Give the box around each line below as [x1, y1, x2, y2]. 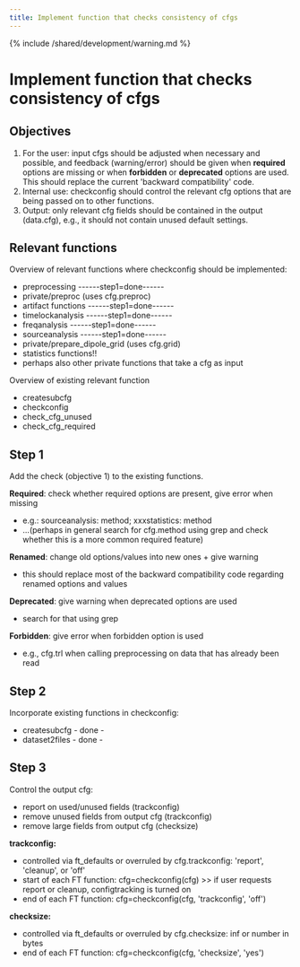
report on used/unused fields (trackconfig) [21, 801, 181, 812]
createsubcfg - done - [21, 725, 105, 736]
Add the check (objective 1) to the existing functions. [9, 471, 204, 482]
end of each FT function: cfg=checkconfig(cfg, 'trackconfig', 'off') [21, 893, 267, 904]
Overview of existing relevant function [9, 375, 150, 386]
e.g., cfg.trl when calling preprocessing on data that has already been [21, 648, 279, 659]
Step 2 [9, 684, 47, 699]
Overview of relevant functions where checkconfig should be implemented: [9, 264, 287, 274]
